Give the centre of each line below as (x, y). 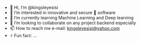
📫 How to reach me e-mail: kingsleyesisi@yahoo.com (65, 28)
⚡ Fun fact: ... (23, 35)
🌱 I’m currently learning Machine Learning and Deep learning (72, 18)
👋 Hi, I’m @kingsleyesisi (34, 7)
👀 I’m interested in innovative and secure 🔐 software (63, 13)
